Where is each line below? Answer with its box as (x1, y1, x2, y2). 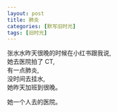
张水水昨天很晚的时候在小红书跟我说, (7, 49, 112, 57)
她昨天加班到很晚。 (7, 83, 62, 91)
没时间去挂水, (7, 75, 46, 83)
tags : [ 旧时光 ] (7, 29, 48, 36)
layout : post (7, 10, 45, 17)
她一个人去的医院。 (7, 98, 62, 107)
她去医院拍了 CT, (7, 58, 55, 66)
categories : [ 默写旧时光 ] (7, 23, 76, 30)
